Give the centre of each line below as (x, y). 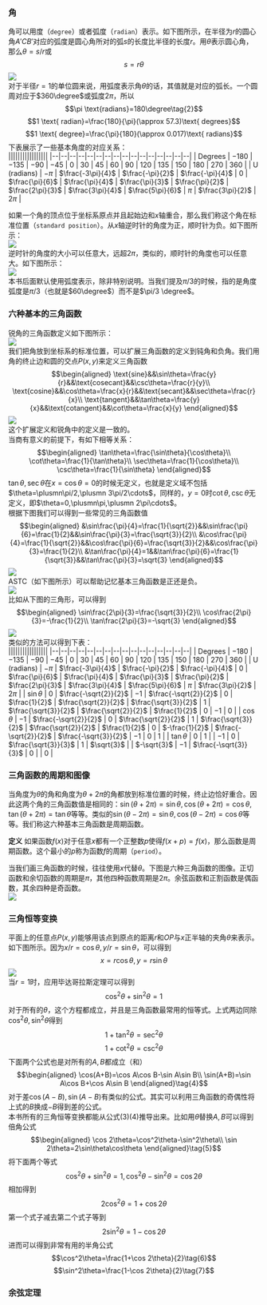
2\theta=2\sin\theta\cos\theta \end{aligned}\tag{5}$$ (134, 1148)
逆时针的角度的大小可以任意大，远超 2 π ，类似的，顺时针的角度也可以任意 (128, 253)
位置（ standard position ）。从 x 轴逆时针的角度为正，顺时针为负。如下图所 (136, 225)
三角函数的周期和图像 (49, 775)
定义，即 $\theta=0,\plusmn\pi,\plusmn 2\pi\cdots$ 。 (95, 503)
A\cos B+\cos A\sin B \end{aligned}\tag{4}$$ (134, 1083)
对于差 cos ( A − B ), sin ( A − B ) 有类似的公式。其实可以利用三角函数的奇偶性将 (132, 1096)
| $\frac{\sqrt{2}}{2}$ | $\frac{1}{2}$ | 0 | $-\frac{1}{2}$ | (119, 727)
